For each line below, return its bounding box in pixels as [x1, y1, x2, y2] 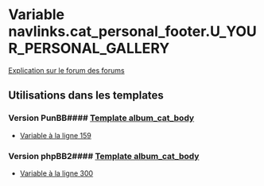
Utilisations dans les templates [8, 89, 165, 103]
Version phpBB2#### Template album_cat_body [8, 150, 200, 161]
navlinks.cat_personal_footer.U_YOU [8, 22, 257, 41]
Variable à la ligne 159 [19, 130, 91, 140]
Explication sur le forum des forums [8, 65, 125, 75]
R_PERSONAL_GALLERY [8, 40, 170, 57]
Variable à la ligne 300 [19, 169, 94, 178]
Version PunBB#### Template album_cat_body [8, 113, 195, 124]
